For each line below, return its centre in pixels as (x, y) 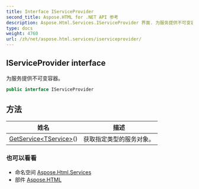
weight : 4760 (22, 34)
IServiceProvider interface (56, 63)
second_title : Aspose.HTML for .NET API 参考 (62, 17)
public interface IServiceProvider (50, 89)
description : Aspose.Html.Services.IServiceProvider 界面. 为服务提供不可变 (99, 23)
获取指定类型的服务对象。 (119, 139)
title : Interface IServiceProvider (50, 12)
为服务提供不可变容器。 (35, 78)
